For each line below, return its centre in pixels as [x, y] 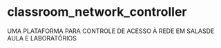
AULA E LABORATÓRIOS [42, 38]
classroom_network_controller [97, 12]
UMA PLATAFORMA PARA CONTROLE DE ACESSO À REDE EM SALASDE [111, 31]
